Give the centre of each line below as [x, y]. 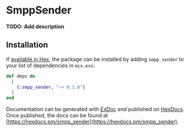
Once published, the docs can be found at [57, 116]
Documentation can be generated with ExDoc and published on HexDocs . [95, 109]
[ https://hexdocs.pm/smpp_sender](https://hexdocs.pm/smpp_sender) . [92, 122]
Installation [27, 45]
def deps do [21, 76]
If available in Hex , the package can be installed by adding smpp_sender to [95, 59]
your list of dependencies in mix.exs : [51, 65]
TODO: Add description [35, 26]
